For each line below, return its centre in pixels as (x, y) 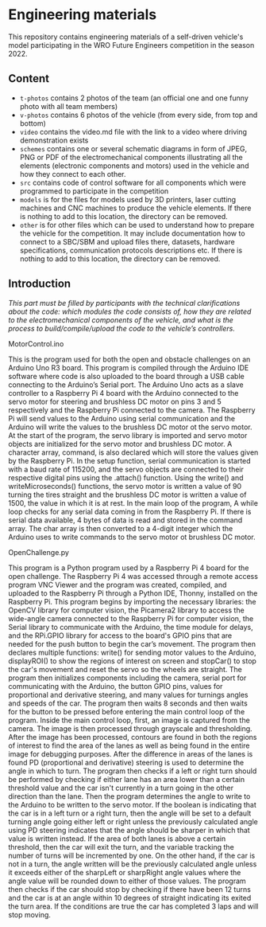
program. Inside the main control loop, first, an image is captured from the (129, 720)
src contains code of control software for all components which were (133, 182)
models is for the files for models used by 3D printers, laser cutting (128, 199)
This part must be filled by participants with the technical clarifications (124, 303)
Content (29, 78)
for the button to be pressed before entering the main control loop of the (127, 711)
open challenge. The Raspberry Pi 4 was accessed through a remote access (133, 576)
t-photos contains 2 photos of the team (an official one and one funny (134, 98)
